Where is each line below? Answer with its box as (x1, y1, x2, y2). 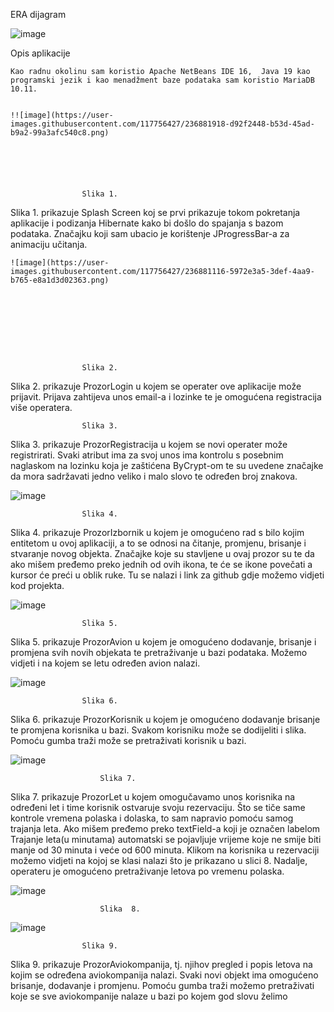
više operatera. (10, 402, 73, 413)
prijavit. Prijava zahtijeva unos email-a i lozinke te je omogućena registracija (10, 391, 322, 403)
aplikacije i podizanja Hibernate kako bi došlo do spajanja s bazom (10, 217, 284, 229)
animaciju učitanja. (10, 239, 88, 250)
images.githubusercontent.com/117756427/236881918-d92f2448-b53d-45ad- (10, 119, 315, 129)
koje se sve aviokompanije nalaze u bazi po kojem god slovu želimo (10, 990, 288, 1002)
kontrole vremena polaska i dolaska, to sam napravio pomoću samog (10, 812, 294, 824)
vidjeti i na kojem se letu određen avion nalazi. (10, 657, 201, 669)
